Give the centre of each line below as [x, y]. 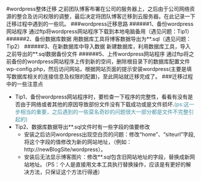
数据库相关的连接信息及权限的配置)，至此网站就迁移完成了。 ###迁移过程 [102, 76]
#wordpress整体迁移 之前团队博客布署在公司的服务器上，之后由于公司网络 [98, 9]
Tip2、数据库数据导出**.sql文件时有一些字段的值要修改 [82, 127]
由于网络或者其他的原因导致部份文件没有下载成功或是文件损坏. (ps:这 [104, 104]
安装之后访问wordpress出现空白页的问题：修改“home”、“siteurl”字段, [109, 134]
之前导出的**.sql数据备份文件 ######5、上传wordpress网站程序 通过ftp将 [97, 54]
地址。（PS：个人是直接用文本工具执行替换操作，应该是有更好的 [107, 164]
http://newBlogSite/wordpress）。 [65, 149]
